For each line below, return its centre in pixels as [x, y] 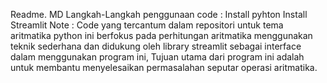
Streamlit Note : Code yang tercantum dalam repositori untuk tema [147, 25]
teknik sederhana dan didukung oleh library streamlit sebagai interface [156, 46]
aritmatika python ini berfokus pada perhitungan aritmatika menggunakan [161, 35]
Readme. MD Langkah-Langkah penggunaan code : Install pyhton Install [159, 14]
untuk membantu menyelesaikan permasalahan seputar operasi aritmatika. [164, 67]
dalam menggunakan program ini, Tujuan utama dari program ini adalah [157, 57]
